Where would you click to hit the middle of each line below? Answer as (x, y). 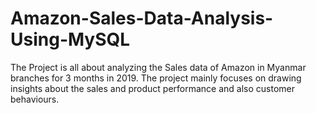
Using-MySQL (70, 39)
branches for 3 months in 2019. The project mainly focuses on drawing (156, 78)
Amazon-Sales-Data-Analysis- (142, 18)
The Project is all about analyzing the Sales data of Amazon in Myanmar (158, 67)
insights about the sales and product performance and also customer (152, 88)
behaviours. (35, 99)
